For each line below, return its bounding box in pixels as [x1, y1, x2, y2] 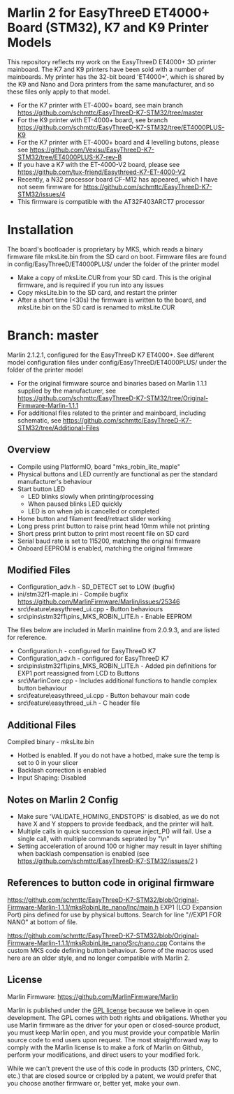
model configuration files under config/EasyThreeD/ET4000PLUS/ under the [7, 358, 227, 366]
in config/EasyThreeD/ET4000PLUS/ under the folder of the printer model [7, 260, 219, 268]
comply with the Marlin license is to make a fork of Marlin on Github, [7, 1043, 204, 1051]
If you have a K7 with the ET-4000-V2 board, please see [17, 160, 180, 168]
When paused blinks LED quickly [27, 499, 123, 508]
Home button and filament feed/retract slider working [17, 514, 171, 523]
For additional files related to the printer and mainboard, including [17, 409, 206, 417]
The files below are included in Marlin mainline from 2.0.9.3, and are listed [7, 626, 220, 634]
